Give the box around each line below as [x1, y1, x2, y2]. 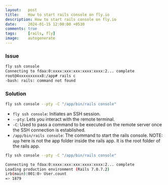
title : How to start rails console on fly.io [5, 12, 110, 17]
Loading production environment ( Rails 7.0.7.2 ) [5, 167, 110, 172]
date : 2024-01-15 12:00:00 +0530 [5, 21, 85, 27]
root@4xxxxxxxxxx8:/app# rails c [5, 73, 76, 79]
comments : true [5, 26, 37, 31]
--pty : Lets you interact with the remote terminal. [12, 116, 115, 122]
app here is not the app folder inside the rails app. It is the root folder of [12, 137, 160, 143]
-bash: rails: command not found [5, 78, 76, 83]
